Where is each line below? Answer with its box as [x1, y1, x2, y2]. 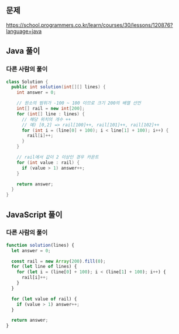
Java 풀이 [6, 46, 40, 56]
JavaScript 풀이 [6, 209, 63, 219]
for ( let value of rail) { [11, 296, 77, 302]
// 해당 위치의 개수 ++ [21, 116, 71, 122]
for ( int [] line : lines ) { [16, 111, 85, 117]
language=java [6, 27, 42, 35]
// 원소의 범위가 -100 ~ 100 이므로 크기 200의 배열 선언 [16, 100, 142, 106]
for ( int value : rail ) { [16, 160, 80, 166]
